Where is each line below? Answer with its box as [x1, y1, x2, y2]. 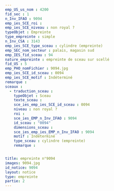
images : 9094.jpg [5, 160, 40, 166]
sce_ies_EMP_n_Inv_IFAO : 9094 [14, 115, 77, 121]
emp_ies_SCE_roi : [5, 20, 42, 26]
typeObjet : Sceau [14, 93, 51, 98]
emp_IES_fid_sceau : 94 [5, 52, 53, 57]
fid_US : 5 [5, 61, 27, 66]
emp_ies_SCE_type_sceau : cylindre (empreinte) [5, 43, 103, 48]
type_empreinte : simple [5, 35, 55, 39]
